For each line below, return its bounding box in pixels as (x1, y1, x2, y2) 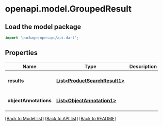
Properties (5, 49, 38, 57)
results (7, 77, 24, 84)
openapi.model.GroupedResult (5, 3, 132, 14)
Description (129, 63, 157, 70)
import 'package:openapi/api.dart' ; (5, 35, 79, 40)
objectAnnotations (7, 97, 52, 104)
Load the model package (5, 23, 81, 31)
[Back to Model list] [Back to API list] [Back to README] (5, 115, 116, 121)
